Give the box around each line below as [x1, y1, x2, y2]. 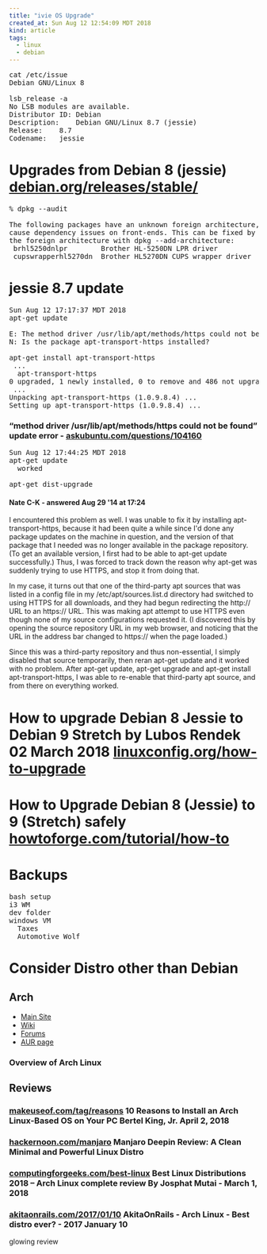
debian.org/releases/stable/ [9, 178, 199, 196]
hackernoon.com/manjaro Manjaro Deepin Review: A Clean [9, 1136, 242, 1148]
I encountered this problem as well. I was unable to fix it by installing [9, 515, 232, 525]
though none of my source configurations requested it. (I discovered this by [9, 615, 256, 624]
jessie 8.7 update [9, 280, 124, 298]
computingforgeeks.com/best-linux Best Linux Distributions [9, 1167, 246, 1179]
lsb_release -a [9, 95, 68, 103]
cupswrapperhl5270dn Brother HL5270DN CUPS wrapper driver [13, 252, 252, 260]
